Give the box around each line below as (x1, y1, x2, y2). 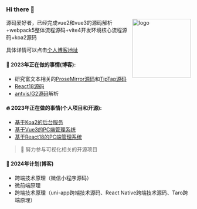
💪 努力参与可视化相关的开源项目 (20, 146, 98, 153)
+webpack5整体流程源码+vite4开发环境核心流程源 (6, 26, 127, 34)
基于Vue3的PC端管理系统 (14, 126, 76, 133)
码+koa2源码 (6, 34, 37, 41)
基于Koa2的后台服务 (14, 119, 63, 126)
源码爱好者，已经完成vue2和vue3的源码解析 (6, 19, 113, 26)
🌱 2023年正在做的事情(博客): (6, 61, 76, 68)
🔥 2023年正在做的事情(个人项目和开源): (6, 105, 102, 112)
